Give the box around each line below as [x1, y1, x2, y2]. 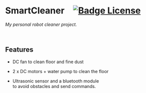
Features [5, 45, 33, 54]
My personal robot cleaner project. [5, 21, 77, 27]
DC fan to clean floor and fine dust [12, 59, 84, 65]
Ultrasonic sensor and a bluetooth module [12, 78, 99, 84]
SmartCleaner [5, 5, 65, 16]
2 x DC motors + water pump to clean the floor [12, 68, 109, 74]
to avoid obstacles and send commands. [12, 83, 96, 89]
